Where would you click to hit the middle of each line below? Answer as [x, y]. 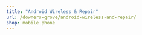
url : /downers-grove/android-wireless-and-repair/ [71, 17]
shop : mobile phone [31, 23]
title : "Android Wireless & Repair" [52, 12]
